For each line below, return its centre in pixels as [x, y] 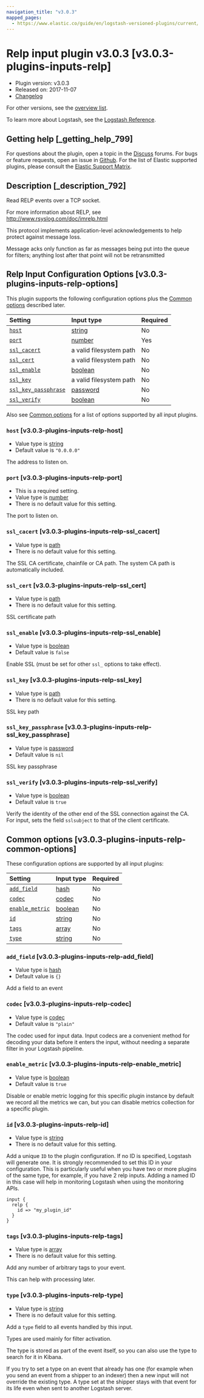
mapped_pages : [24, 18]
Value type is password [44, 748]
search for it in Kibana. [35, 1357]
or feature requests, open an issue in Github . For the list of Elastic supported [102, 160]
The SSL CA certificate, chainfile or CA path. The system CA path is [91, 563]
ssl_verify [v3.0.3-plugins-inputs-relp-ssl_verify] [82, 782]
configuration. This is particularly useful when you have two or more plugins [102, 1169]
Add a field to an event [35, 988]
